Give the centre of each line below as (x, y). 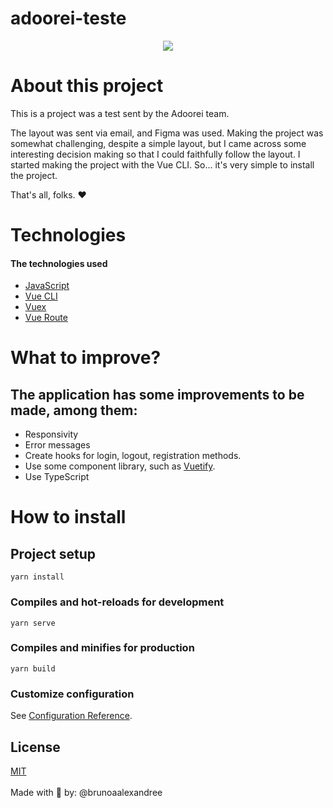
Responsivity (51, 434)
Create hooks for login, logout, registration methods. (133, 456)
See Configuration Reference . (71, 716)
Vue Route (46, 318)
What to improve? (86, 358)
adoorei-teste (68, 18)
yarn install (37, 577)
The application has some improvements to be (157, 394)
